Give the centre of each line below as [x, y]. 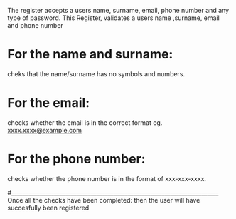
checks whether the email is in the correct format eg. [85, 122]
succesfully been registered [48, 208]
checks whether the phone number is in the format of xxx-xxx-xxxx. [107, 178]
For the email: [49, 103]
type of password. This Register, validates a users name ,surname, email [114, 18]
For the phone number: [76, 159]
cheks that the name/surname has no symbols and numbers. [96, 73]
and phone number [36, 25]
